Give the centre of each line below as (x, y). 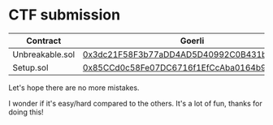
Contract (44, 41)
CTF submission (64, 15)
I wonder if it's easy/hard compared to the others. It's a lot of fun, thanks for (135, 103)
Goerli (192, 41)
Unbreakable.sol (44, 54)
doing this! (26, 112)
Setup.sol (30, 67)
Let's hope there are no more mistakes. (74, 88)
